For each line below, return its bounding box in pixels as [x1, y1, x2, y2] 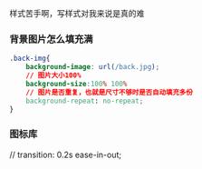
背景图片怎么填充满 [9, 33, 93, 45]
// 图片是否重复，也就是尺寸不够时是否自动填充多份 [25, 87, 193, 97]
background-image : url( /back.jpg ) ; [25, 63, 160, 72]
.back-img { [9, 54, 51, 64]
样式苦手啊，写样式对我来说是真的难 [9, 8, 145, 18]
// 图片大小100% [25, 71, 82, 80]
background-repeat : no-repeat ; [25, 96, 144, 105]
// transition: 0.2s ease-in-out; [9, 149, 122, 160]
